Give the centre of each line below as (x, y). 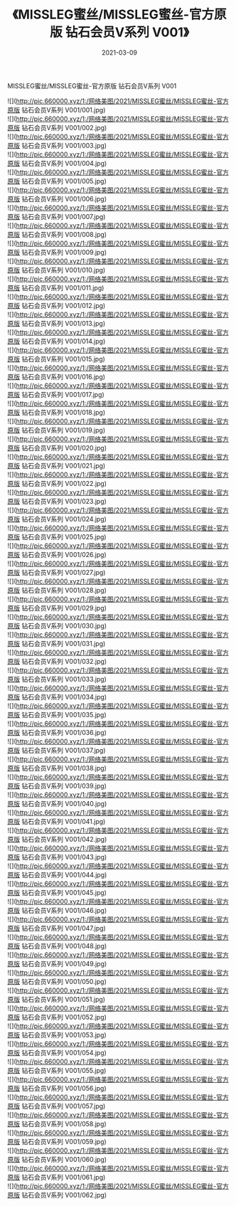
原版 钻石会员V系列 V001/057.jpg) (57, 1106)
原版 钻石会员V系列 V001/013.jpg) (57, 323)
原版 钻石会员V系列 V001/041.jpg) (57, 821)
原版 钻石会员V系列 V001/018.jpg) (57, 412)
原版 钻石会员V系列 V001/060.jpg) (57, 1159)
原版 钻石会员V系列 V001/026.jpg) (57, 554)
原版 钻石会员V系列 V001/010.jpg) (57, 270)
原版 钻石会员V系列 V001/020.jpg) (57, 448)
